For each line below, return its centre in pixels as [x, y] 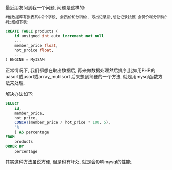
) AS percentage [32, 132]
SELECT [12, 103]
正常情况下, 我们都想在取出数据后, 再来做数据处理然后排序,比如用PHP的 [80, 70]
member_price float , [36, 46]
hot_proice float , [34, 50]
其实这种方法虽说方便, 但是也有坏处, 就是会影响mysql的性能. [69, 162]
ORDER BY [15, 146]
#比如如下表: [17, 22]
